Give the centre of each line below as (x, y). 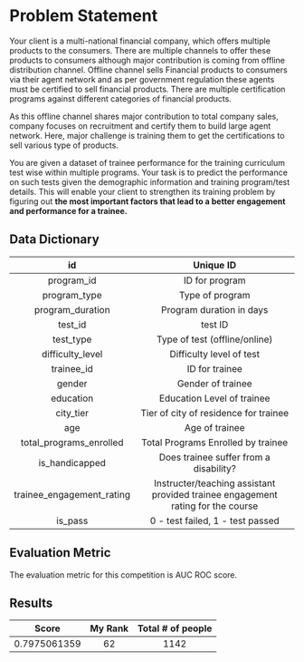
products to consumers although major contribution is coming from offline (147, 60)
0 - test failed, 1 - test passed (215, 521)
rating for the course (215, 506)
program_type (72, 295)
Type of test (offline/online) (215, 339)
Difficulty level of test (215, 354)
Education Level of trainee (214, 398)
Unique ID (215, 265)
